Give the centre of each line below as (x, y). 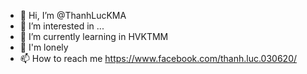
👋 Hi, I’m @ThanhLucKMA (73, 15)
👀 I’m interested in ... (62, 26)
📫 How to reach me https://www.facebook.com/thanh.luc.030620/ (158, 58)
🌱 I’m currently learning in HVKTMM (94, 36)
